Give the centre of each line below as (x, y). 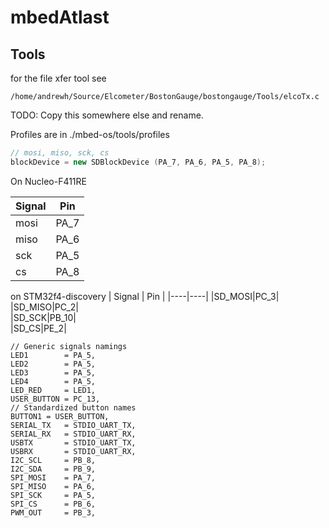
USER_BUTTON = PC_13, (55, 399)
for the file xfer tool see (58, 78)
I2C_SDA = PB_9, (53, 469)
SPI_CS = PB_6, (53, 504)
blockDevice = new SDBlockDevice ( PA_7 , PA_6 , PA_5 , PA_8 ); (138, 162)
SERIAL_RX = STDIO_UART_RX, (73, 434)
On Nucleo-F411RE (48, 181)
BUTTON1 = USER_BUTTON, (60, 416)
